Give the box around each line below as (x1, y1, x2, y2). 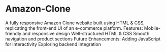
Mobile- (144, 25, 161, 31)
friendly (5, 30, 22, 36)
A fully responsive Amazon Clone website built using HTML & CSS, (5, 20, 145, 26)
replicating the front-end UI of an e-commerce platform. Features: (5, 25, 143, 31)
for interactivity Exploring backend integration (5, 41, 102, 47)
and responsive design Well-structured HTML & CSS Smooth (22, 30, 150, 36)
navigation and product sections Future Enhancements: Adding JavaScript (5, 36, 161, 42)
